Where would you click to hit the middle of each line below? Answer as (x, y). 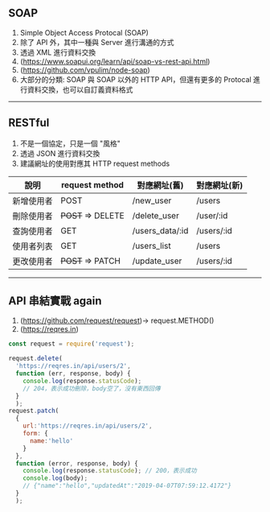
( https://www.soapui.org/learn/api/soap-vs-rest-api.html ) (115, 61)
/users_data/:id (160, 230)
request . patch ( (34, 411)
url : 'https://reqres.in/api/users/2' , (88, 426)
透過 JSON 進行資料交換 (60, 153)
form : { (35, 434)
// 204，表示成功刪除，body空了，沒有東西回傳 (92, 388)
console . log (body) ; (55, 478)
